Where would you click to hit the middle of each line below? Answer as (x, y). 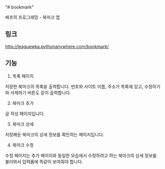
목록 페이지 (23, 76)
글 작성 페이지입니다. (25, 113)
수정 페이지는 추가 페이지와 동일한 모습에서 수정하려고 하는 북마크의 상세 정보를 (81, 155)
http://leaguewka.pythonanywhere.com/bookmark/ (57, 46)
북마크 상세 (23, 124)
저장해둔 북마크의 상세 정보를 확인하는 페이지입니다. (55, 135)
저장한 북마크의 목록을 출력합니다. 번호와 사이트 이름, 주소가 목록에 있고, (74, 86)
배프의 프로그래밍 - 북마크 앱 (33, 17)
